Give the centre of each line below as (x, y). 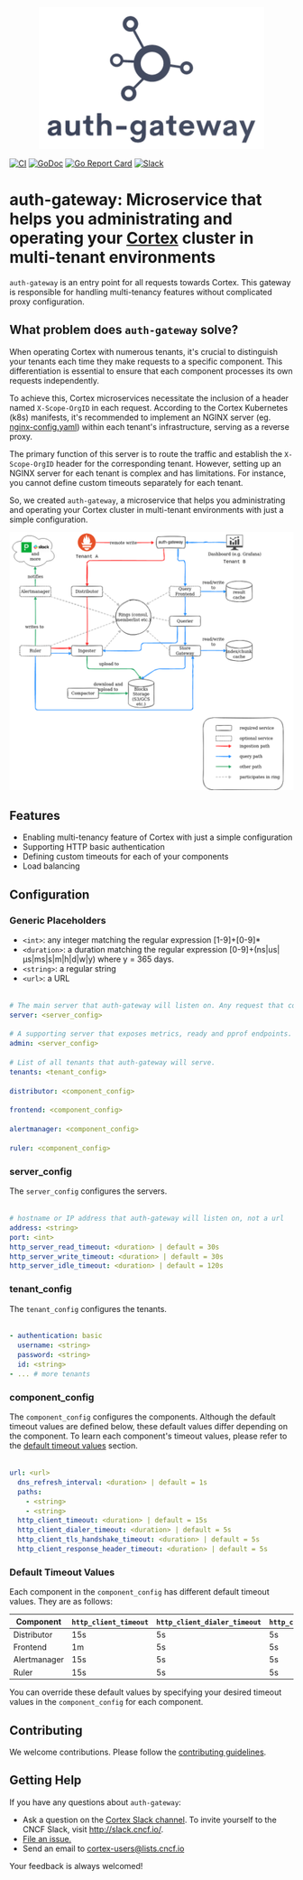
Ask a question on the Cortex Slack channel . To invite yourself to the (149, 1820)
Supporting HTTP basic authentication (93, 847)
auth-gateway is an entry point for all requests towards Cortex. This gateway (150, 282)
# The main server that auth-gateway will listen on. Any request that (147, 1005)
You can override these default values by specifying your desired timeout (146, 1692)
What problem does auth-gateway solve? (124, 330)
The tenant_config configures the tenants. (88, 1308)
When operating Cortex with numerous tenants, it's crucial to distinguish (143, 351)
